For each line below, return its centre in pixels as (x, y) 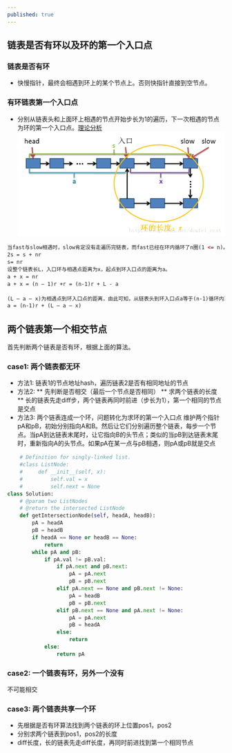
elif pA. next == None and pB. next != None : (120, 589)
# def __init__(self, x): (63, 472)
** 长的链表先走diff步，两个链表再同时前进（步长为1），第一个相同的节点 (119, 400)
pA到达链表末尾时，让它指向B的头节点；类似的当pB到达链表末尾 (127, 435)
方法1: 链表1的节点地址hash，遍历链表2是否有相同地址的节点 (103, 383)
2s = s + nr (24, 255)
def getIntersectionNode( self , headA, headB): (88, 516)
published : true (30, 15)
